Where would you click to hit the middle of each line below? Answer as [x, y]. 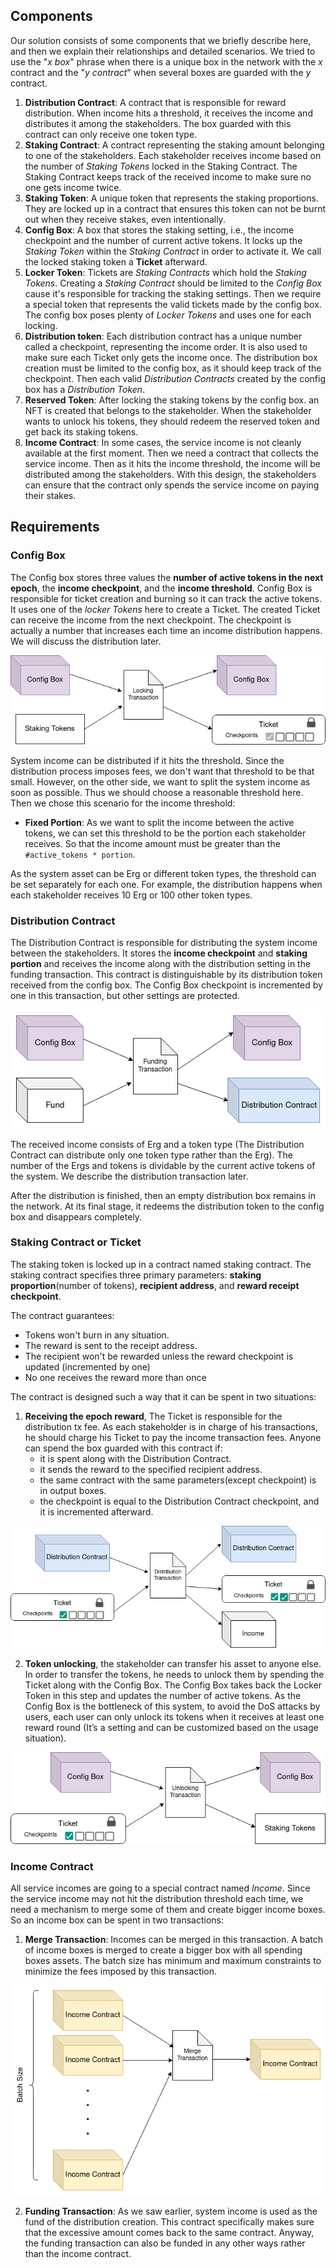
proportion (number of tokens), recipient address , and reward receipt [155, 1285]
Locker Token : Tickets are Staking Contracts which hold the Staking [165, 272]
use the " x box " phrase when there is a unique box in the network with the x [166, 61]
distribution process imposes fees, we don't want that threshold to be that [162, 771]
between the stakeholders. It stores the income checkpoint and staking [159, 953]
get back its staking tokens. [81, 431]
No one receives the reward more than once [115, 1377]
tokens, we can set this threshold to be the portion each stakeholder [165, 833]
